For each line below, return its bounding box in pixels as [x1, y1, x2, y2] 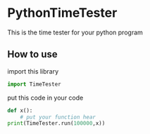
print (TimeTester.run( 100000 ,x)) [7, 120, 106, 127]
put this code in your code [7, 93, 84, 102]
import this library [7, 67, 59, 75]
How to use [7, 48, 58, 60]
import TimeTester [7, 81, 61, 88]
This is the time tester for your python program [7, 28, 143, 36]
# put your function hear [20, 114, 96, 121]
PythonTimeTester [7, 5, 118, 21]
